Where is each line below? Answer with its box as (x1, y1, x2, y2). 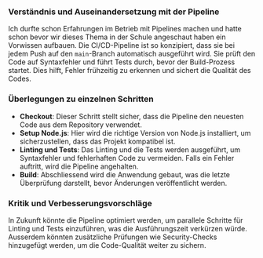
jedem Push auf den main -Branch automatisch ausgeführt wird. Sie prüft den (8, 49, 256, 59)
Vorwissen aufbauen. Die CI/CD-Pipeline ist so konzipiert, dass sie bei (8, 41, 236, 50)
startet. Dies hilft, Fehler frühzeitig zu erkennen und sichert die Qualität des (8, 66, 251, 75)
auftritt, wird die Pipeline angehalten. (19, 162, 139, 171)
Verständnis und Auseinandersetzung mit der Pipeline (8, 6, 220, 17)
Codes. (8, 74, 31, 84)
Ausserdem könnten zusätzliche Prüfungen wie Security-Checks (8, 232, 217, 242)
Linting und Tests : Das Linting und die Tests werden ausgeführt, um (19, 144, 241, 154)
